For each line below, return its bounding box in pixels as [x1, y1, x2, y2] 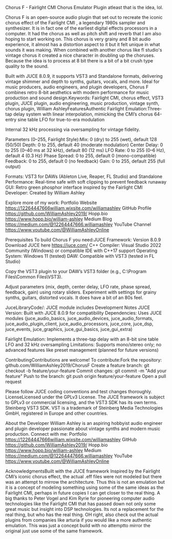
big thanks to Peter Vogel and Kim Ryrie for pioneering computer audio [5, 496, 155, 501]
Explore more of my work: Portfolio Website [5, 199, 97, 206]
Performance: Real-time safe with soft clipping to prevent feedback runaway [5, 179, 167, 185]
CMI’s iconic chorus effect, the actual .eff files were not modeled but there [5, 474, 162, 480]
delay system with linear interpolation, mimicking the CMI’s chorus [13, 111, 153, 117]
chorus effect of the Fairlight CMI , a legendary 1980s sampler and [5, 20, 145, 26]
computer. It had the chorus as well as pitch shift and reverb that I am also [5, 31, 161, 36]
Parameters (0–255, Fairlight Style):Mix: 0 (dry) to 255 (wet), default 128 [5, 137, 157, 142]
